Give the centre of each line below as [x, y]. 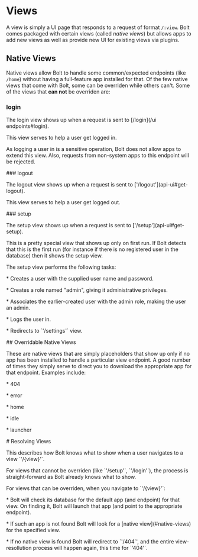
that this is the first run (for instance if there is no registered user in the [92, 249]
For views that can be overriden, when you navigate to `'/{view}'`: [86, 488]
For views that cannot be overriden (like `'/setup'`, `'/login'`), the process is [97, 471]
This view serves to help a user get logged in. [61, 138]
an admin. [18, 308]
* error [14, 395]
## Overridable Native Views [41, 342]
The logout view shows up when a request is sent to [69, 185]
